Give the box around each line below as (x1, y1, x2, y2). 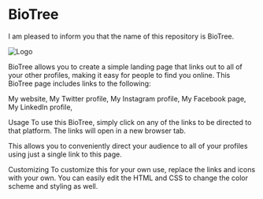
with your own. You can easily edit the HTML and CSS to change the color (8, 173, 248, 182)
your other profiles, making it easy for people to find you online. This (8, 70, 231, 79)
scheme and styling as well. (8, 181, 98, 190)
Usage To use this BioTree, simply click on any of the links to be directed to (8, 117, 252, 127)
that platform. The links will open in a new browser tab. (8, 126, 187, 135)
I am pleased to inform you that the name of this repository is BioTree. (8, 31, 235, 41)
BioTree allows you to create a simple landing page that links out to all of (8, 61, 243, 72)
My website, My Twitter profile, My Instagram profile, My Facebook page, (8, 94, 246, 103)
